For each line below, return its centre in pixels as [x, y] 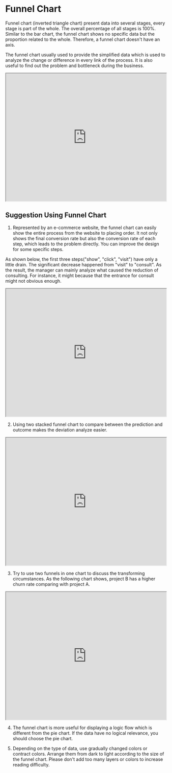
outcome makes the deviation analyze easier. [60, 429]
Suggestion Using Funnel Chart [56, 215]
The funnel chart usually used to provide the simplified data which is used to [85, 55]
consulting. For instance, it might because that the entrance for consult [80, 275]
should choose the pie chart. [42, 738]
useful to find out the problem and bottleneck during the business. [75, 65]
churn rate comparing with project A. [51, 584]
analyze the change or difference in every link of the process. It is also [79, 60]
